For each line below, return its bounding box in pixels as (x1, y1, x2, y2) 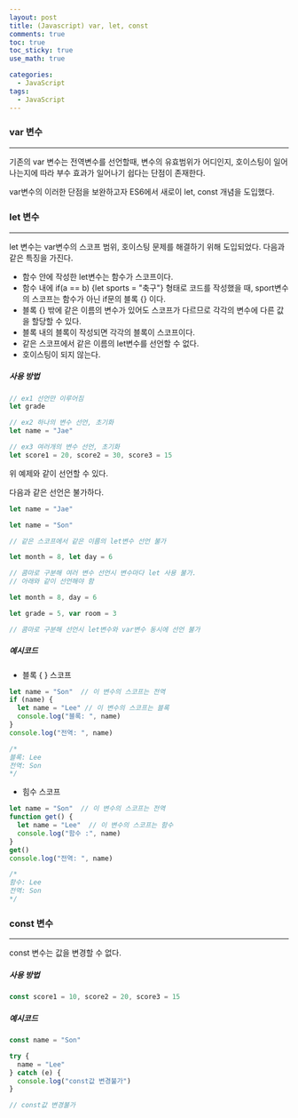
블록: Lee (9, 753, 42, 762)
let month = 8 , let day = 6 (9, 553, 114, 562)
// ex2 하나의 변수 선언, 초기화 (9, 419, 114, 427)
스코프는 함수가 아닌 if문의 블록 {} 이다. (31, 293, 166, 304)
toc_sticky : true (9, 46, 74, 55)
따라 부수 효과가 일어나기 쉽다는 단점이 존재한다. (39, 167, 206, 178)
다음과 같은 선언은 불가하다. (9, 486, 105, 498)
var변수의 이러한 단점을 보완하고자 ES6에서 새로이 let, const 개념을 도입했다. (9, 186, 275, 196)
